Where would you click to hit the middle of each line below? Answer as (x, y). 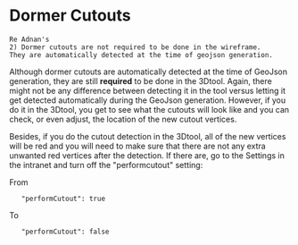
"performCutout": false (65, 232)
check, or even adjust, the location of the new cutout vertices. (123, 119)
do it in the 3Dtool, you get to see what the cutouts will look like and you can (149, 109)
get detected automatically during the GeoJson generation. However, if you (148, 100)
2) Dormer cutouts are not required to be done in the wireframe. (135, 47)
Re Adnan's (29, 39)
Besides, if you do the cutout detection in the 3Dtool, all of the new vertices (148, 136)
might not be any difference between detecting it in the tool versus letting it (148, 90)
